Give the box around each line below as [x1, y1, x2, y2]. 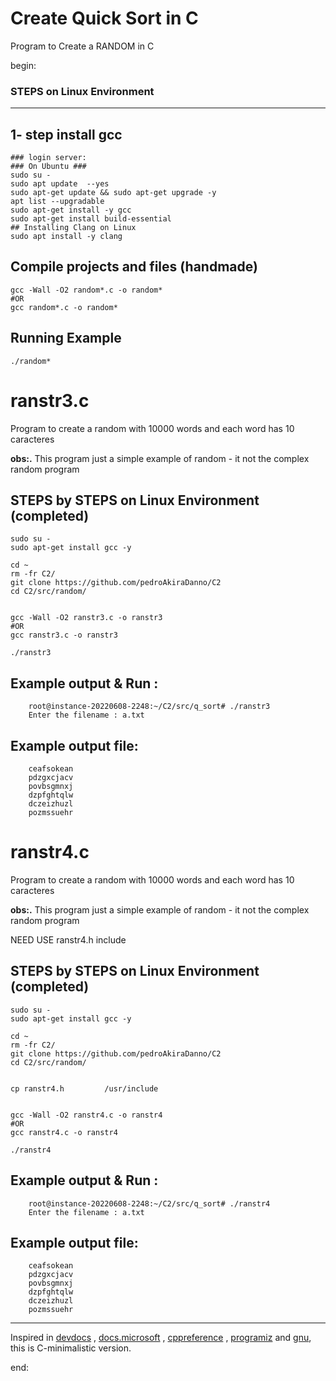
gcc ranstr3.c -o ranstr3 [10, 630, 118, 641]
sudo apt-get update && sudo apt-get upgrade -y [10, 188, 217, 198]
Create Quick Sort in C [10, 7, 199, 30]
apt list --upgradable [10, 197, 105, 207]
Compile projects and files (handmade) [10, 258, 258, 276]
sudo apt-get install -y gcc [10, 205, 132, 216]
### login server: [10, 153, 87, 163]
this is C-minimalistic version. [10, 1342, 132, 1354]
